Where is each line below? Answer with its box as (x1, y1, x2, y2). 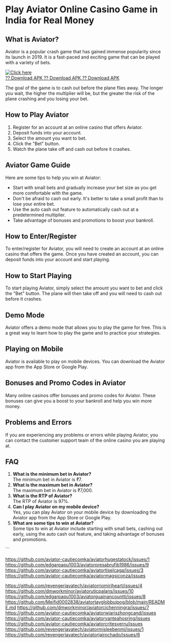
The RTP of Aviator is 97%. (12, 498, 70, 504)
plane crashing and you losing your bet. (5, 96, 89, 102)
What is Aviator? (5, 35, 59, 44)
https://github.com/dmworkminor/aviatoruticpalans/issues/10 (5, 588, 134, 594)
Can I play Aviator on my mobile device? (12, 504, 100, 510)
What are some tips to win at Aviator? (12, 520, 94, 527)
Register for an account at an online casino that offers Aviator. (12, 124, 143, 130)
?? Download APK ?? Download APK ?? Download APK (5, 75, 120, 81)
